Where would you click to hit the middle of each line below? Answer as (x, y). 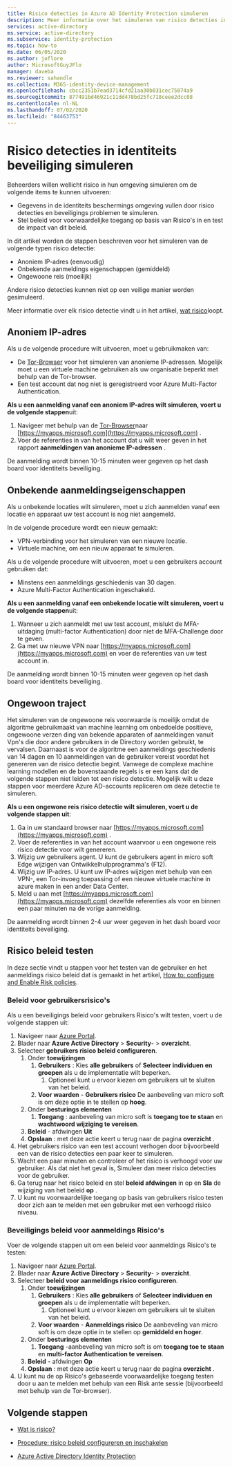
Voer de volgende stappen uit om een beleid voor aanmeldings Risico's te (112, 1245)
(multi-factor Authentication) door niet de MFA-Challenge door (135, 631)
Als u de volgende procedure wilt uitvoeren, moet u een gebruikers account (115, 562)
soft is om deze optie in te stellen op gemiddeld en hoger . (120, 1332)
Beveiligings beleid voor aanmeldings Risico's (86, 1230)
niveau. (28, 1212)
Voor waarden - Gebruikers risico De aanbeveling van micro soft (131, 1095)
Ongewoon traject (47, 703)
